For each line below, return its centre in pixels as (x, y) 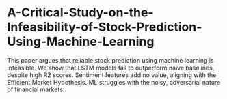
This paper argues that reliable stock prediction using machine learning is (110, 60)
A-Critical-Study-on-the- (80, 13)
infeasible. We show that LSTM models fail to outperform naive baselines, (111, 68)
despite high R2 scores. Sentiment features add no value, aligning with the (112, 75)
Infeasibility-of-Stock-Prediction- (105, 27)
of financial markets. (36, 89)
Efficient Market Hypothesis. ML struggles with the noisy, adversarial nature (114, 82)
